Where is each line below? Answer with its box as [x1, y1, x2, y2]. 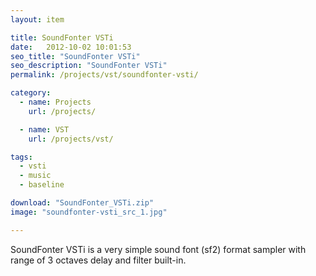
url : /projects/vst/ [28, 134, 114, 144]
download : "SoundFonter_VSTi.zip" [10, 198, 155, 208]
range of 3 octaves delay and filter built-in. [10, 254, 187, 266]
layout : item [10, 14, 65, 25]
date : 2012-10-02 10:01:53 [10, 42, 132, 52]
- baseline [19, 180, 65, 190]
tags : [10, 152, 33, 162]
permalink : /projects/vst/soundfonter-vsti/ [10, 70, 199, 80]
